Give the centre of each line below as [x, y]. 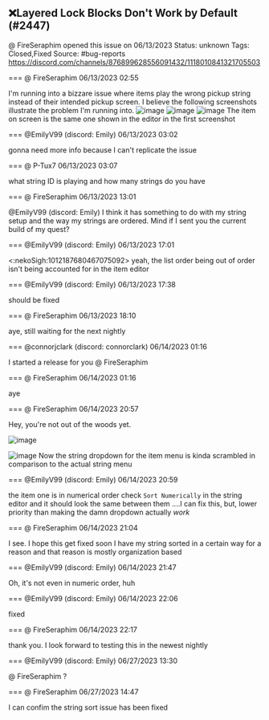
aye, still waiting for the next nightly [67, 331]
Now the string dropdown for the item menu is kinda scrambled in [147, 455]
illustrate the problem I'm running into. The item [132, 110]
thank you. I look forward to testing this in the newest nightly [108, 645]
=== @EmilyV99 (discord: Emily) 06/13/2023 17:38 [92, 284]
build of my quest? [39, 229]
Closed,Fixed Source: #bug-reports [67, 53]
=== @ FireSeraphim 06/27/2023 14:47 [73, 692]
